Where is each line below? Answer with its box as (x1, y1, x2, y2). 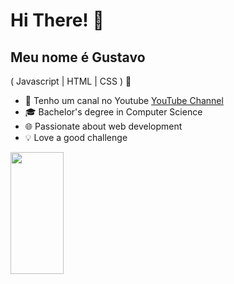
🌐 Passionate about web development (24, 120, 183, 132)
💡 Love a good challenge (24, 132, 128, 143)
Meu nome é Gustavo (10, 49, 146, 66)
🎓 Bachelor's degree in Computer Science (24, 106, 203, 118)
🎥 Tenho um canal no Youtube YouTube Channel (24, 95, 224, 106)
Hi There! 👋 (10, 9, 105, 32)
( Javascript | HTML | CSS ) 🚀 (10, 75, 132, 87)
